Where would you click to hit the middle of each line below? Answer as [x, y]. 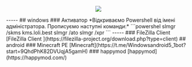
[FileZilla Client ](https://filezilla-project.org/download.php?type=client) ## [96, 39]
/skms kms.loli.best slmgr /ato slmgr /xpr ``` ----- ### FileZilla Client [88, 33]
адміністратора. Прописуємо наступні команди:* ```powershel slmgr [91, 26]
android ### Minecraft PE [37, 45]
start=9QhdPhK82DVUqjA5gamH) [47, 51]
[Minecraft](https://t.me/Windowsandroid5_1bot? [128, 45]
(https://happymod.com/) [37, 58]
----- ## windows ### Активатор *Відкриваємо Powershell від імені [91, 20]
